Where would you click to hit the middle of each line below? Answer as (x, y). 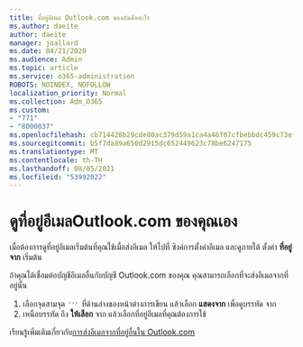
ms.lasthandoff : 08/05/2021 (62, 169)
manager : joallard (44, 43)
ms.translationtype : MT (54, 151)
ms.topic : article (44, 68)
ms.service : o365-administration (72, 77)
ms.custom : (30, 110)
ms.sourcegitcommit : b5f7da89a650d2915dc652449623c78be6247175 (131, 143)
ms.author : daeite (44, 26)
